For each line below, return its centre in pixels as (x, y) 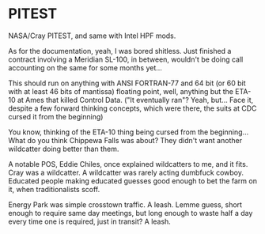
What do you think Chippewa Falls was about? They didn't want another (125, 140)
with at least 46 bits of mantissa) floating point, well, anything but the (121, 91)
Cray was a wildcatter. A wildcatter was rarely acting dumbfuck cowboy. (126, 172)
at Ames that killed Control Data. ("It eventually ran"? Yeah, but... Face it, (135, 100)
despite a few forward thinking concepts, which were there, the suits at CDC (132, 108)
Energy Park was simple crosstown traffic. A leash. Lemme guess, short (125, 204)
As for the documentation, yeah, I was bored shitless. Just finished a (120, 51)
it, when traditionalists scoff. (54, 189)
